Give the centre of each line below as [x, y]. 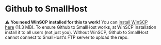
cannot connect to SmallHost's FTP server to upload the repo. [67, 37]
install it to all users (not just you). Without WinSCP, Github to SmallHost [77, 32]
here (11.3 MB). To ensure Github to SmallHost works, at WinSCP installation [81, 27]
